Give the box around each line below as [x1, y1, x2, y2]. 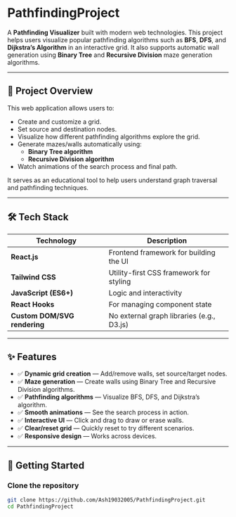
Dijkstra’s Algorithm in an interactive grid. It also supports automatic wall [7, 43, 220, 51]
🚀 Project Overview [7, 85, 93, 97]
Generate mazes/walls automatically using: [17, 139, 142, 148]
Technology [36, 236, 77, 245]
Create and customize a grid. [17, 117, 102, 126]
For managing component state [108, 299, 212, 309]
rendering [11, 319, 45, 329]
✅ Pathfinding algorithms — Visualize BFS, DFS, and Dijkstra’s [17, 392, 200, 402]
